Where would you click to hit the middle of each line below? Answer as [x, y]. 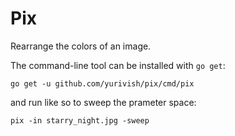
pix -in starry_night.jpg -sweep [80, 120]
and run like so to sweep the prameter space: [103, 102]
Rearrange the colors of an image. [81, 46]
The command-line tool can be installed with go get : [118, 65]
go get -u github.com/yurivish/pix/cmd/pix [102, 83]
